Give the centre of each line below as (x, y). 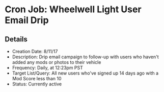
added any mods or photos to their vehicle (57, 62)
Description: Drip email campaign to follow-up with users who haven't (85, 57)
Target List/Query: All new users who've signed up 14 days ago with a (85, 73)
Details (16, 39)
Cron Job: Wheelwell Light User (73, 9)
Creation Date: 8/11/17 (35, 51)
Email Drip (27, 20)
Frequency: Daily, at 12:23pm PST (48, 68)
